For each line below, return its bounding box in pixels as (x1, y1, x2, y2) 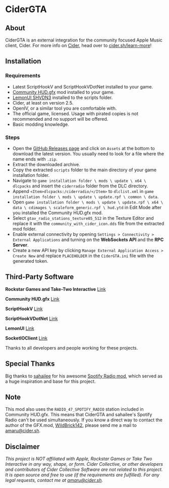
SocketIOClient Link (5, 335, 48, 341)
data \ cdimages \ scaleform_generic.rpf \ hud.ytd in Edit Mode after (12, 204, 162, 210)
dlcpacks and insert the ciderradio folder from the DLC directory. (12, 183, 148, 189)
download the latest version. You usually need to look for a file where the (12, 151, 164, 157)
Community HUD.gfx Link (5, 296, 60, 302)
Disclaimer (5, 442, 40, 451)
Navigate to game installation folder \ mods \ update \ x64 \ (12, 177, 146, 183)
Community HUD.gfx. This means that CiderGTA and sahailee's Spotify (5, 412, 152, 418)
